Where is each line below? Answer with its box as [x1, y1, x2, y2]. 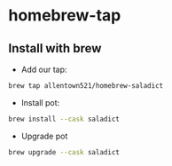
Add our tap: [20, 64, 67, 75]
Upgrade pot [20, 130, 68, 141]
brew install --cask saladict [8, 115, 121, 123]
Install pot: [20, 97, 60, 107]
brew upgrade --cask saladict [8, 147, 121, 156]
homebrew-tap [8, 5, 121, 26]
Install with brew [8, 41, 102, 56]
